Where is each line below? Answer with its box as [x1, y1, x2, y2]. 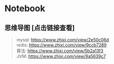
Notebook [4, 3, 46, 14]
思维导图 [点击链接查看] [4, 23, 75, 32]
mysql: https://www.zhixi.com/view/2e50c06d [16, 37, 109, 43]
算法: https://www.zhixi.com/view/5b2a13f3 [16, 48, 104, 54]
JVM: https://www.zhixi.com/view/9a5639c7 [16, 53, 106, 59]
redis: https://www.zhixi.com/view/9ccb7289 [16, 42, 107, 48]
